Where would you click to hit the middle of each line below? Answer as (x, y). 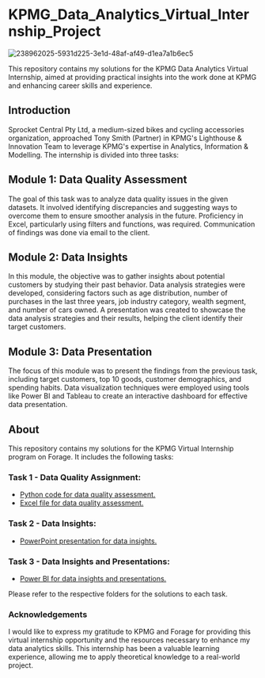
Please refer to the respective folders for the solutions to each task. (118, 594)
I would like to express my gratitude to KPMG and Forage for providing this (130, 632)
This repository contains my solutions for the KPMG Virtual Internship (121, 448)
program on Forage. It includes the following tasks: (91, 457)
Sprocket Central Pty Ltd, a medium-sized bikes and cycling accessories (126, 129)
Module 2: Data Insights (68, 257)
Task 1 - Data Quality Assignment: (74, 477)
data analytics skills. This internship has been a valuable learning (114, 649)
